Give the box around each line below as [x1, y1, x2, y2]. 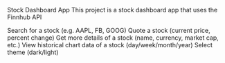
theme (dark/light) [7, 48, 59, 56]
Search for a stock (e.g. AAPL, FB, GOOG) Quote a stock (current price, [7, 27, 211, 34]
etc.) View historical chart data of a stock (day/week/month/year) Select [7, 41, 213, 49]
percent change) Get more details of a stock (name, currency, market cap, [7, 34, 219, 42]
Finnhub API [7, 13, 42, 21]
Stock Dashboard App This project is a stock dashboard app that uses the [7, 6, 218, 14]
